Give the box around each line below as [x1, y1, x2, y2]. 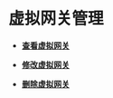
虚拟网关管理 [8, 8, 105, 29]
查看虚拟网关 [21, 40, 70, 51]
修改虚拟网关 [21, 59, 70, 70]
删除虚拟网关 [21, 78, 70, 89]
